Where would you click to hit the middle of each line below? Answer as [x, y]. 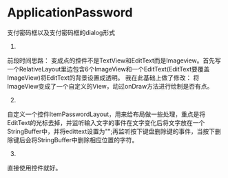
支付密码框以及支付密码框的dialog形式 [61, 32]
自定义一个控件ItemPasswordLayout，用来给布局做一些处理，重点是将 [106, 114]
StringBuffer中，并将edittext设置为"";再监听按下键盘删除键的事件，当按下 [111, 131]
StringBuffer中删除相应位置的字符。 [87, 140]
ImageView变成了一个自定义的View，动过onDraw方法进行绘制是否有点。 [110, 86]
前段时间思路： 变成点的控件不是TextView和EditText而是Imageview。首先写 [114, 60]
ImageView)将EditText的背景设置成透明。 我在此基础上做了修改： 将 [103, 78]
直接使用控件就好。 [34, 168]
